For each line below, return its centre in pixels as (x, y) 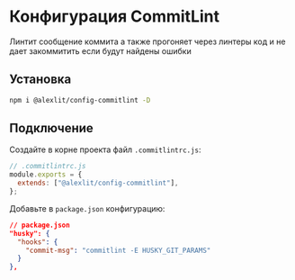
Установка (40, 80)
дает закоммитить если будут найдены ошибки (100, 50)
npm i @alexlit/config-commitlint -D (80, 100)
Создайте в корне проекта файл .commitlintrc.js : (105, 149)
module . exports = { (46, 175)
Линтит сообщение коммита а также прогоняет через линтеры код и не (147, 41)
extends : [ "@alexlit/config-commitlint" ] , (98, 183)
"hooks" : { (38, 242)
